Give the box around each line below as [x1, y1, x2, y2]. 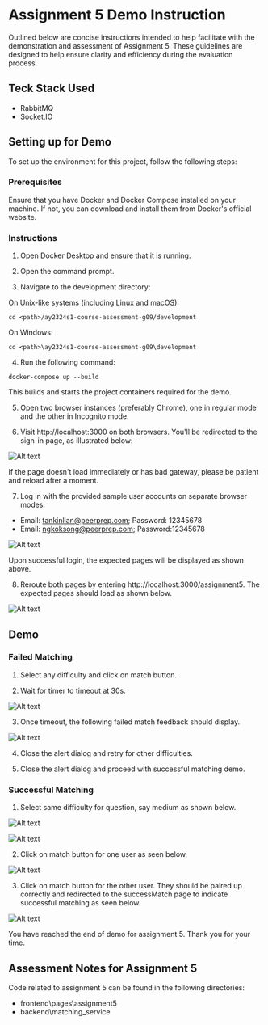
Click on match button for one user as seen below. [19, 850, 188, 859]
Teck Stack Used [8, 82, 95, 95]
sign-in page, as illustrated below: [19, 436, 133, 445]
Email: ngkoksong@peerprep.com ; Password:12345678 [19, 524, 206, 534]
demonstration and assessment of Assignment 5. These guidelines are [8, 40, 243, 50]
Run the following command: [19, 357, 115, 367]
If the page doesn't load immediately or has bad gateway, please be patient [8, 467, 259, 477]
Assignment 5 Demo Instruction [8, 6, 226, 24]
